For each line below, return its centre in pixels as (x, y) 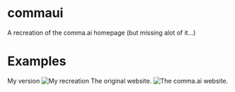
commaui (35, 13)
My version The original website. (80, 81)
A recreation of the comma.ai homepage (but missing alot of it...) (102, 33)
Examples (37, 61)
